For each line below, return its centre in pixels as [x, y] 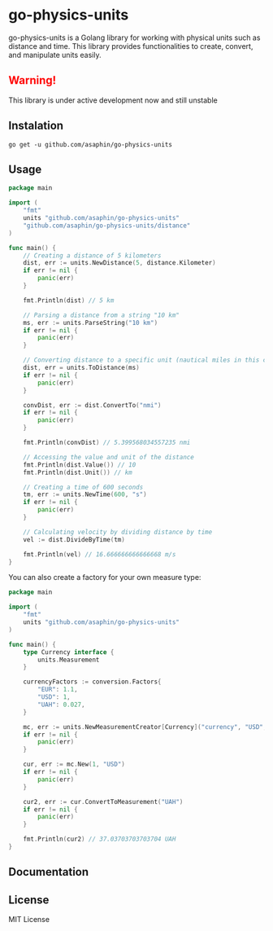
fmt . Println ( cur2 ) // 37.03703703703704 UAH [100, 839]
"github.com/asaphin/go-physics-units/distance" [107, 226]
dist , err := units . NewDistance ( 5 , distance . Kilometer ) [120, 263]
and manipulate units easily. [55, 55]
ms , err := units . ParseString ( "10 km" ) [91, 323]
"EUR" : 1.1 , [58, 690]
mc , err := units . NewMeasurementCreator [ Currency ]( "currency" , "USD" [143, 727]
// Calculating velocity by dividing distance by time [118, 532]
